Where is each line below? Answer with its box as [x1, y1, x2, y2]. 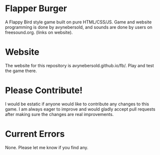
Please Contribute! [5, 85, 83, 96]
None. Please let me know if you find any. [5, 144, 89, 150]
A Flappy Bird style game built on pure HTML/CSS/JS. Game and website [5, 19, 152, 25]
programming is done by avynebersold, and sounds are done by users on [5, 24, 153, 30]
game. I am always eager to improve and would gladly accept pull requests [5, 106, 156, 112]
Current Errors [5, 129, 65, 139]
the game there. [5, 68, 38, 74]
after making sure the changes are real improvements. [5, 111, 114, 117]
